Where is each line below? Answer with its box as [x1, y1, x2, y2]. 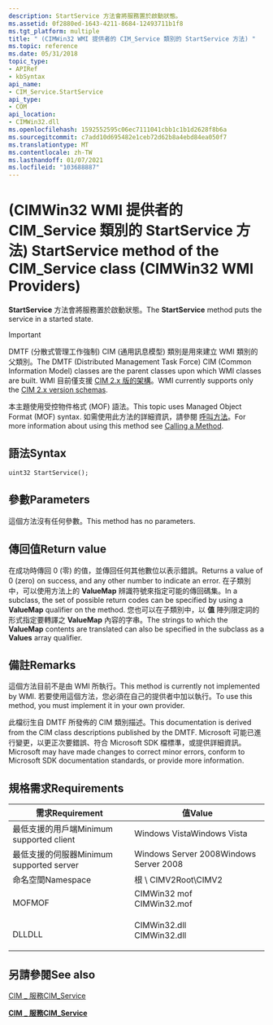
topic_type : [8, 58, 49, 66]
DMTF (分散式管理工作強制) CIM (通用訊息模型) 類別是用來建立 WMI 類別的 [8, 347, 258, 357]
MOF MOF [12, 897, 50, 908]
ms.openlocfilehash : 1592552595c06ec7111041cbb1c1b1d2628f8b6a [8, 125, 227, 134]
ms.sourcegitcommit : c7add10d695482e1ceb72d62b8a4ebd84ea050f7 [8, 133, 227, 141]
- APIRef [8, 65, 38, 73]
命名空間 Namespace [12, 874, 92, 886]
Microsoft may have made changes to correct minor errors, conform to [8, 747, 245, 757]
